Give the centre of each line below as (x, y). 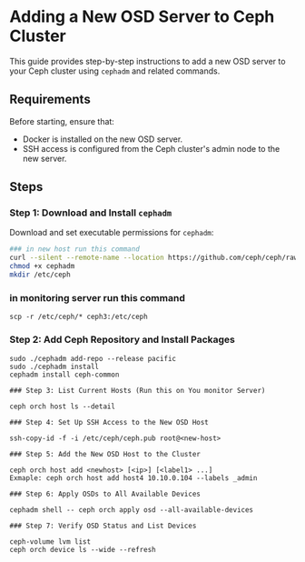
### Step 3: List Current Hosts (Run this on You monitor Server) (138, 390)
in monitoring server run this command (98, 297)
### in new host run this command (75, 249)
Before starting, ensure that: (62, 121)
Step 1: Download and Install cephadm (91, 213)
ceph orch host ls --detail (63, 406)
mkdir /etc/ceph (40, 275)
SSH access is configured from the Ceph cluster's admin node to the (151, 148)
